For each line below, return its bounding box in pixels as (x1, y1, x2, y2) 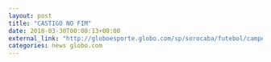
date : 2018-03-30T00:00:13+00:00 (8, 27, 121, 35)
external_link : (8, 34, 60, 43)
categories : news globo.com (8, 42, 103, 50)
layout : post (8, 11, 52, 20)
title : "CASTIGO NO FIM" (8, 19, 92, 27)
